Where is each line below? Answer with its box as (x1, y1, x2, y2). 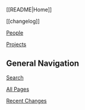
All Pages (6, 85, 30, 93)
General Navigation (6, 58, 79, 68)
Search (6, 74, 24, 81)
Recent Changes (6, 97, 47, 104)
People (6, 29, 24, 36)
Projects (6, 41, 27, 48)
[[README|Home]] (6, 6, 52, 13)
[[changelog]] (6, 18, 40, 25)
